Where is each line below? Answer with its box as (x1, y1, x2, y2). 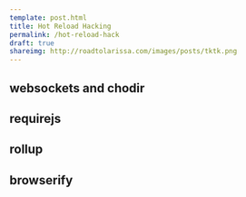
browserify (9, 173, 74, 188)
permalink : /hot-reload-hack (9, 30, 120, 39)
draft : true (9, 38, 54, 48)
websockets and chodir (9, 80, 145, 96)
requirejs (9, 110, 62, 127)
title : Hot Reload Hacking (9, 22, 112, 31)
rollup (9, 142, 44, 157)
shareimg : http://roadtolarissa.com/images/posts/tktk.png (9, 47, 238, 56)
